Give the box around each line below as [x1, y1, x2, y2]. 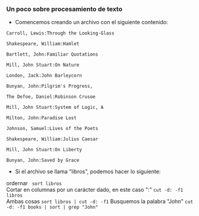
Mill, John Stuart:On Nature [6, 62, 80, 68]
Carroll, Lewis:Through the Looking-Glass [6, 30, 115, 36]
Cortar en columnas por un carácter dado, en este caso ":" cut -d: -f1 [6, 186, 183, 194]
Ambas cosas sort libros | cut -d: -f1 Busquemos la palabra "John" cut [6, 198, 194, 205]
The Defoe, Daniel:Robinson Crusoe [6, 94, 96, 100]
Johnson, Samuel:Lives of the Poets [6, 126, 98, 132]
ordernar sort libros [6, 180, 62, 187]
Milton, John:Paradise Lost [6, 115, 77, 121]
